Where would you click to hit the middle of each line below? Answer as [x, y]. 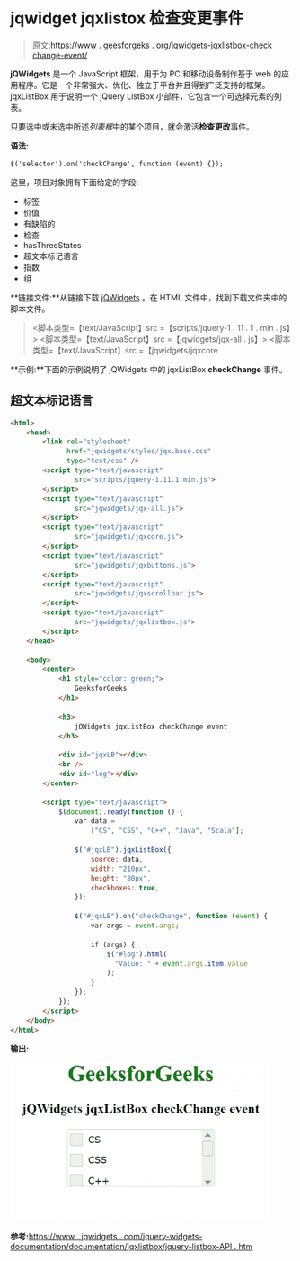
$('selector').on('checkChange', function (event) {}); [117, 164]
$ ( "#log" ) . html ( [137, 954]
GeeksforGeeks [101, 689]
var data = [95, 821]
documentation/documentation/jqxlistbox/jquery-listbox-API [121, 1246]
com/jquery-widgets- [163, 1236]
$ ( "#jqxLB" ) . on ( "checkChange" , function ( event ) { [171, 917]
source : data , [117, 859]
